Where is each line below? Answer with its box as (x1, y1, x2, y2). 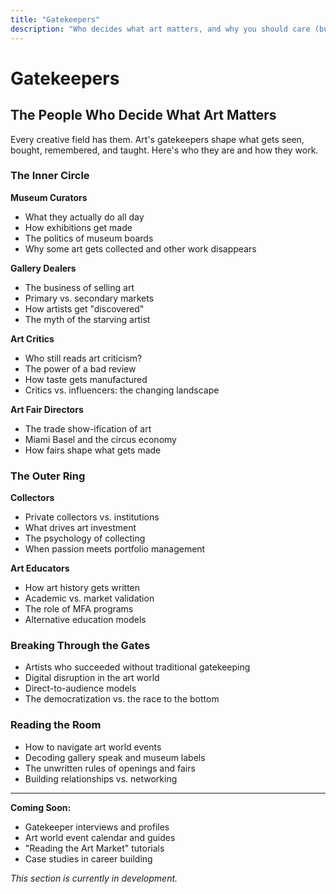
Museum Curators (10, 191, 88, 203)
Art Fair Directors (10, 403, 84, 415)
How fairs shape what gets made (24, 444, 162, 456)
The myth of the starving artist (24, 313, 151, 325)
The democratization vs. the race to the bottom (24, 693, 220, 705)
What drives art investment (24, 522, 137, 534)
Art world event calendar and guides (24, 831, 176, 843)
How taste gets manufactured (24, 373, 148, 385)
